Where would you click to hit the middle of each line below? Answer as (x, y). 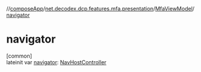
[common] (19, 56)
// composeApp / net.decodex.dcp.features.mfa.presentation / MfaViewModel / (100, 9)
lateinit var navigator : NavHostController (57, 62)
